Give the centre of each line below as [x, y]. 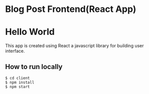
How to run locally [34, 66]
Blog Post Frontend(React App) [71, 9]
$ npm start [17, 87]
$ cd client [17, 78]
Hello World [30, 32]
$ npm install [20, 82]
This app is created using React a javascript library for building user [74, 46]
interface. [15, 51]
